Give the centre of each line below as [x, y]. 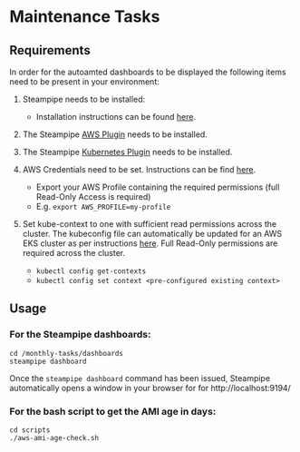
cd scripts [30, 430]
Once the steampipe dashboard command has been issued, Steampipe [140, 378]
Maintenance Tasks [85, 17]
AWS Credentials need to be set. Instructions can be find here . [139, 169]
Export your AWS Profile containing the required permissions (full [158, 187]
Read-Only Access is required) [93, 197]
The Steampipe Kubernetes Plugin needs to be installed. [127, 152]
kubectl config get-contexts [91, 271]
